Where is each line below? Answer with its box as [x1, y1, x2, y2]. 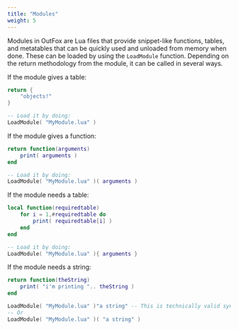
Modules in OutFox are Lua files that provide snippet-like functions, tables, [7, 36, 225, 45]
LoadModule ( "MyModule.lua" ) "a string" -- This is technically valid [7, 302, 220, 309]
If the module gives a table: [7, 72, 87, 81]
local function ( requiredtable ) [7, 205, 100, 212]
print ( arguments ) [20, 152, 78, 159]
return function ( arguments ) [7, 145, 91, 152]
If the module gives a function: [7, 132, 97, 140]
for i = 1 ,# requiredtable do [20, 211, 106, 218]
